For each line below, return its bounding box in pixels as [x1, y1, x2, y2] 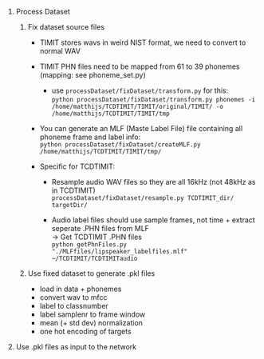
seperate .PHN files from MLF [51, 224, 150, 233]
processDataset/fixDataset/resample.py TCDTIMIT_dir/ [51, 194, 234, 202]
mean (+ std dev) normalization [39, 318, 144, 327]
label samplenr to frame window [39, 309, 146, 319]
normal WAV [39, 46, 81, 55]
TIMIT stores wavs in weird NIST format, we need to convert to [39, 38, 246, 47]
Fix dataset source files [27, 22, 105, 31]
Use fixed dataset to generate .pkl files [27, 269, 156, 278]
